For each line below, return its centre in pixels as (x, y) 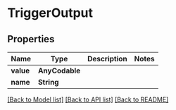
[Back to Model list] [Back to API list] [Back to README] (88, 99)
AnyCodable (59, 71)
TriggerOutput (50, 13)
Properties (31, 39)
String (48, 82)
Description (107, 59)
